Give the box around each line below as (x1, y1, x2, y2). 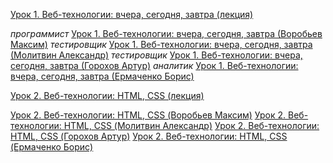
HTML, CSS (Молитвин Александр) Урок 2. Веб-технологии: (63, 120, 320, 131)
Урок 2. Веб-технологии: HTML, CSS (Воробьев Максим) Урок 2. (10, 109, 287, 121)
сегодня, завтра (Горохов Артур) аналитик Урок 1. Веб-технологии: (10, 60, 299, 71)
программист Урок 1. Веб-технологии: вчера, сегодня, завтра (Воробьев (10, 28, 323, 39)
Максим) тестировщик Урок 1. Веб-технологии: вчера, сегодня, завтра (10, 39, 313, 50)
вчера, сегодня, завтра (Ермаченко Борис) (10, 70, 195, 82)
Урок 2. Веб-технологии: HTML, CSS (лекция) (10, 90, 205, 101)
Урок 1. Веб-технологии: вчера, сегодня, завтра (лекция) (10, 9, 254, 20)
